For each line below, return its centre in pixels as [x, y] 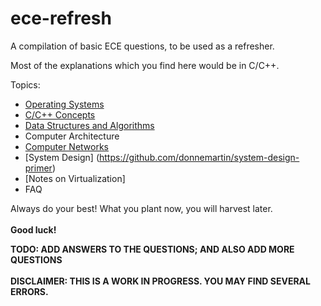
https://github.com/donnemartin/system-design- [199, 157]
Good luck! [33, 229]
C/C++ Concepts [60, 114]
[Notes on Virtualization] [75, 178]
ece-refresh [61, 18]
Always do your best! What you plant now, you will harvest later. [141, 208]
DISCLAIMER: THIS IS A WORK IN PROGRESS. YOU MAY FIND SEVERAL [160, 281]
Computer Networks [67, 146]
